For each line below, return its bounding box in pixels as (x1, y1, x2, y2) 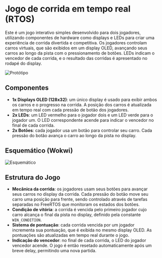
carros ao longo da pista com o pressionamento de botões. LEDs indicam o (5, 50, 155, 56)
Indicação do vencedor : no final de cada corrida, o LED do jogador (12, 238, 147, 244)
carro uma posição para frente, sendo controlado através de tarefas (12, 197, 147, 202)
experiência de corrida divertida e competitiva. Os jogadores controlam (5, 40, 147, 45)
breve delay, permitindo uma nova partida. (12, 248, 97, 254)
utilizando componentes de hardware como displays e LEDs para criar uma (5, 35, 155, 41)
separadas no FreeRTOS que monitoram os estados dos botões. (12, 201, 140, 207)
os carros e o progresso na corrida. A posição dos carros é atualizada (12, 101, 151, 107)
